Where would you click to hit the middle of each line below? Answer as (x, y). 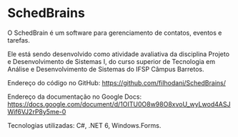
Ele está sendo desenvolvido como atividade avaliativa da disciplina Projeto (119, 54)
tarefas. (19, 40)
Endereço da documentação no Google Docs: (74, 97)
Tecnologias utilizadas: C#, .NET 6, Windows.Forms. (84, 125)
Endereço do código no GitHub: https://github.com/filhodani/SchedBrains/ (117, 82)
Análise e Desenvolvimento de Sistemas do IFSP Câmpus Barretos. (106, 69)
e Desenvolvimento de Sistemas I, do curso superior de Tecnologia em (111, 61)
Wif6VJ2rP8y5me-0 (37, 111)
